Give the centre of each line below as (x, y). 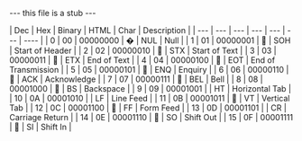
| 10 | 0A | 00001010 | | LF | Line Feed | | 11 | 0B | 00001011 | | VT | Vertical (150, 98)
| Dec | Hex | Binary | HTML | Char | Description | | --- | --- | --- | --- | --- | (147, 30)
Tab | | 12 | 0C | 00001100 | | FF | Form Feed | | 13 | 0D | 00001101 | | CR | (148, 108)
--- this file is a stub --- (53, 13)
